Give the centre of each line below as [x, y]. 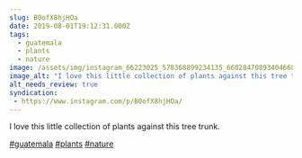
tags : [19, 34]
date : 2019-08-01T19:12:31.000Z [70, 26]
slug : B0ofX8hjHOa [44, 18]
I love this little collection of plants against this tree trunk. [115, 127]
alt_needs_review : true [54, 84]
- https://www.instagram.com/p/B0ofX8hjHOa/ [98, 101]
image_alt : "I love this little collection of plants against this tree [148, 76]
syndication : [34, 92]
